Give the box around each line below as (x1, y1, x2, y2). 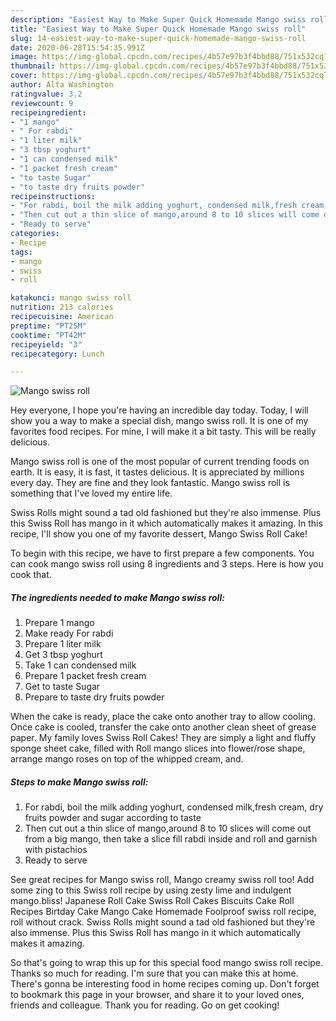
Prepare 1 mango (24, 617, 95, 629)
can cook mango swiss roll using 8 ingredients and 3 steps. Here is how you (10, 558, 324, 570)
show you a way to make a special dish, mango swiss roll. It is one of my (10, 415, 309, 427)
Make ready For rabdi (24, 627, 114, 640)
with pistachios (24, 844, 88, 856)
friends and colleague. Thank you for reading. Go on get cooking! (10, 999, 280, 1011)
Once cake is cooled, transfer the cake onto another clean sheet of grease (10, 721, 317, 733)
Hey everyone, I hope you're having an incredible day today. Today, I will (10, 404, 309, 416)
